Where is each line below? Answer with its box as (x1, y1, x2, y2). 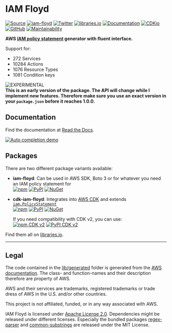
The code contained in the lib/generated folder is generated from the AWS (5, 265, 162, 271)
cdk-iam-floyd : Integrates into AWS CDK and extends (12, 196, 126, 202)
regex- (148, 317, 162, 323)
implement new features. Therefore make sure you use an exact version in (5, 92, 166, 99)
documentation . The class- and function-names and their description (5, 270, 151, 276)
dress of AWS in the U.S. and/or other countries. (5, 291, 107, 297)
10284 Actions (12, 61, 44, 67)
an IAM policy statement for (12, 180, 72, 187)
